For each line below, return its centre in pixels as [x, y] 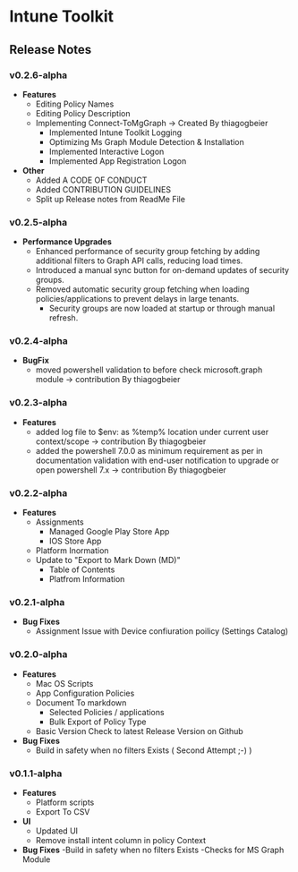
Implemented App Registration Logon [118, 161]
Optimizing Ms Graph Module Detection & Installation [146, 141]
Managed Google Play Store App [109, 532]
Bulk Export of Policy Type [98, 722]
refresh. [64, 318]
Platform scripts [65, 802]
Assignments [60, 522]
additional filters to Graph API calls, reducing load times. [139, 261]
